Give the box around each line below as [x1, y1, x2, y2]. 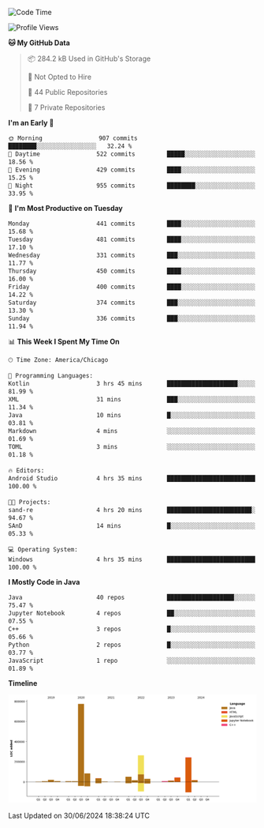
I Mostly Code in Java [8, 578, 80, 586]
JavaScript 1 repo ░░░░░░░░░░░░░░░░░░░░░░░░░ [8, 657, 256, 664]
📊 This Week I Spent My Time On [8, 337, 120, 346]
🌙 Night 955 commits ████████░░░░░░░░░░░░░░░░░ [8, 182, 256, 190]
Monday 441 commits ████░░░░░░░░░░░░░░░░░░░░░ [8, 220, 256, 228]
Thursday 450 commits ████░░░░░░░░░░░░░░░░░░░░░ [8, 267, 256, 275]
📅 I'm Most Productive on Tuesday [8, 204, 124, 213]
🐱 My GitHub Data [8, 38, 71, 47]
